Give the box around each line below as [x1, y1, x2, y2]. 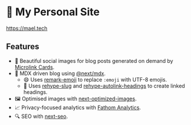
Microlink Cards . [14, 63, 55, 70]
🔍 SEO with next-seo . [14, 113, 68, 120]
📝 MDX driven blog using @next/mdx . [14, 70, 106, 77]
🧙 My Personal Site [6, 5, 100, 19]
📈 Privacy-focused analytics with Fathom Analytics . [14, 104, 141, 111]
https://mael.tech [6, 25, 48, 32]
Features [6, 42, 39, 52]
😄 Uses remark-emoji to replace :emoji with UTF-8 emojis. [23, 76, 167, 83]
